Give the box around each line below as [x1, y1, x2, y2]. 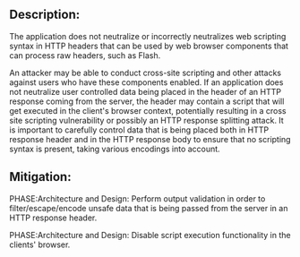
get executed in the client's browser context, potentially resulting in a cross [9, 105, 287, 116]
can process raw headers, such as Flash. [9, 49, 161, 61]
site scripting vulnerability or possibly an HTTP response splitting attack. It [9, 115, 284, 125]
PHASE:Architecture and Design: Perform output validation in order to [9, 193, 266, 204]
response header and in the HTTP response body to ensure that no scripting [9, 133, 291, 144]
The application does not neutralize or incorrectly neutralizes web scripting [9, 30, 287, 41]
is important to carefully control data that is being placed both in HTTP [9, 124, 270, 135]
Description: [9, 7, 81, 22]
